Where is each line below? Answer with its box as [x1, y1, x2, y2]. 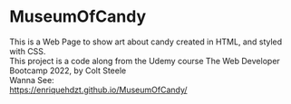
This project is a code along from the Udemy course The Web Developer [9, 55, 281, 66]
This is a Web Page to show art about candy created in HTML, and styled [9, 36, 283, 47]
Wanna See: [9, 74, 54, 85]
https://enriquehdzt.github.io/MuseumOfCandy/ [9, 84, 188, 95]
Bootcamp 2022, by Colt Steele [9, 65, 127, 76]
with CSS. [9, 45, 46, 56]
